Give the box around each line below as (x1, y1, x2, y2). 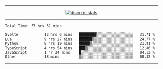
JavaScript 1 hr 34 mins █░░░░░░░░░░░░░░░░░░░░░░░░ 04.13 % (5, 50, 155, 55)
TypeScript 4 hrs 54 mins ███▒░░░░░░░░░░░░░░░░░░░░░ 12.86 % (5, 45, 155, 51)
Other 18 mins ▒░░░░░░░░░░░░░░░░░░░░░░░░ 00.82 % (5, 55, 155, 59)
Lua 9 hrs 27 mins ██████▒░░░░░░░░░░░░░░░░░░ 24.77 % (5, 37, 155, 41)
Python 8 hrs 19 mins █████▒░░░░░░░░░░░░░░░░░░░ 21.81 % (5, 41, 155, 46)
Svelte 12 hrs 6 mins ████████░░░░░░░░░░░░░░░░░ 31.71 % (5, 32, 155, 37)
